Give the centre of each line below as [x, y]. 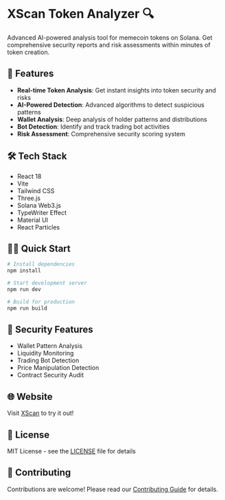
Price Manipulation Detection [58, 368]
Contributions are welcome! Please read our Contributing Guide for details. [113, 489]
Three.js [29, 198]
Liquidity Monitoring [45, 353]
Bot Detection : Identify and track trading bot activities [93, 126]
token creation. [28, 52]
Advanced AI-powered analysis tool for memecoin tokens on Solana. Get [110, 37]
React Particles [38, 227]
